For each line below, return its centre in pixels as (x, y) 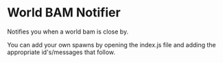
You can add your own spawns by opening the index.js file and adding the (111, 45)
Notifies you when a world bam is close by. (68, 32)
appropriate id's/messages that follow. (61, 52)
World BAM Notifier (64, 13)
